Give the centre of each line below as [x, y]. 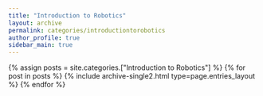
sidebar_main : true [41, 45]
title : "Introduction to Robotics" [67, 15]
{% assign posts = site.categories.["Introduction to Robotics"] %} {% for [127, 67]
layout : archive [35, 23]
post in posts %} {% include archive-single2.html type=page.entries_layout [132, 76]
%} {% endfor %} [37, 85]
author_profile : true [44, 38]
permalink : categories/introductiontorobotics [87, 30]
